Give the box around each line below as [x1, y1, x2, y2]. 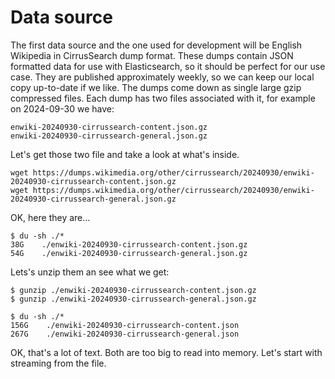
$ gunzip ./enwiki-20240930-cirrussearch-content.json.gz [10, 285, 257, 295]
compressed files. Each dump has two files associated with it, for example [10, 92, 316, 104]
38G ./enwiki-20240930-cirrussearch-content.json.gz [10, 239, 248, 250]
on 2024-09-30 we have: [10, 102, 115, 115]
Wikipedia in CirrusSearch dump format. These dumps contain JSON [10, 49, 294, 61]
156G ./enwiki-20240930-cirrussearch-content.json [10, 320, 240, 330]
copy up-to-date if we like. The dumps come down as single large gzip [10, 81, 302, 93]
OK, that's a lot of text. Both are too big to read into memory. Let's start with [10, 346, 323, 358]
